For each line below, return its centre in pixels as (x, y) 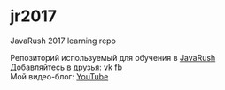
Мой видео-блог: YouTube (59, 76)
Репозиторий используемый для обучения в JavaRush (113, 57)
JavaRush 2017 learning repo (63, 41)
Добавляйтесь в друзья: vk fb (66, 67)
